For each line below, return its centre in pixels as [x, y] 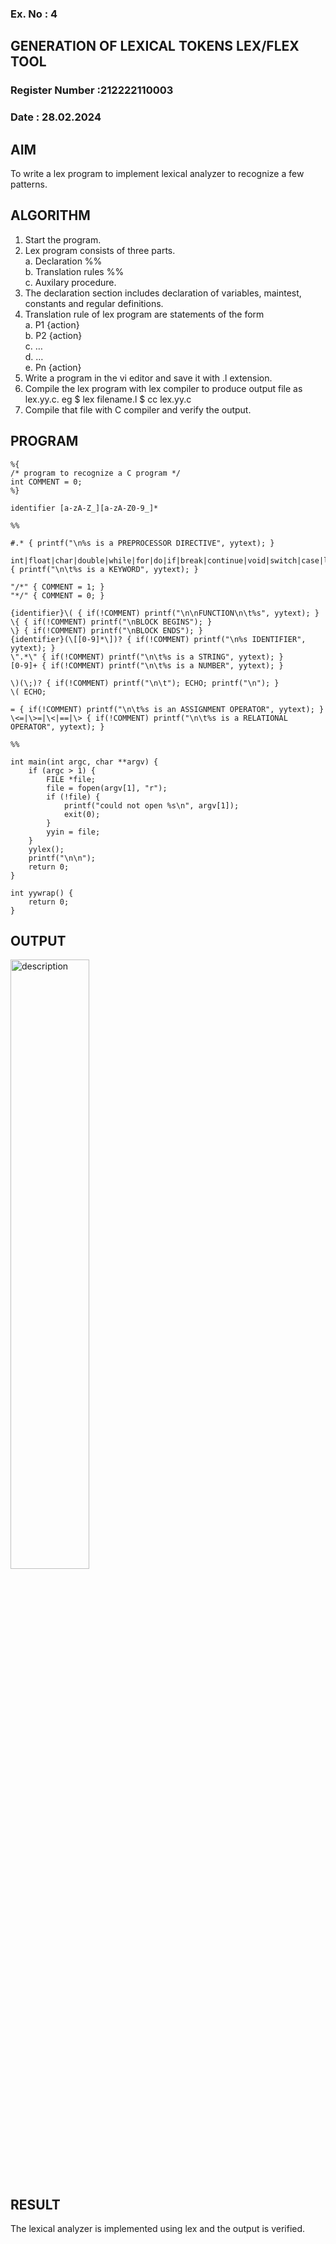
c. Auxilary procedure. [70, 282]
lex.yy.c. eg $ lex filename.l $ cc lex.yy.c [108, 399]
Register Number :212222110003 [92, 90]
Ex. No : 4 [34, 14]
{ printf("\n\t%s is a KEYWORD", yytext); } [104, 569]
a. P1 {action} [52, 324]
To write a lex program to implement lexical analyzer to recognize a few [157, 173]
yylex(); [46, 849]
